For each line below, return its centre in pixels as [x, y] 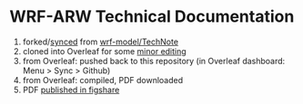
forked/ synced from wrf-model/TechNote [101, 42]
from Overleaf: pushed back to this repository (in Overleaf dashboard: [154, 61]
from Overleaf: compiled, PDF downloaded [103, 80]
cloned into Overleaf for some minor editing [104, 51]
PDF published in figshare [71, 90]
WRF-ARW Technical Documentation [152, 17]
